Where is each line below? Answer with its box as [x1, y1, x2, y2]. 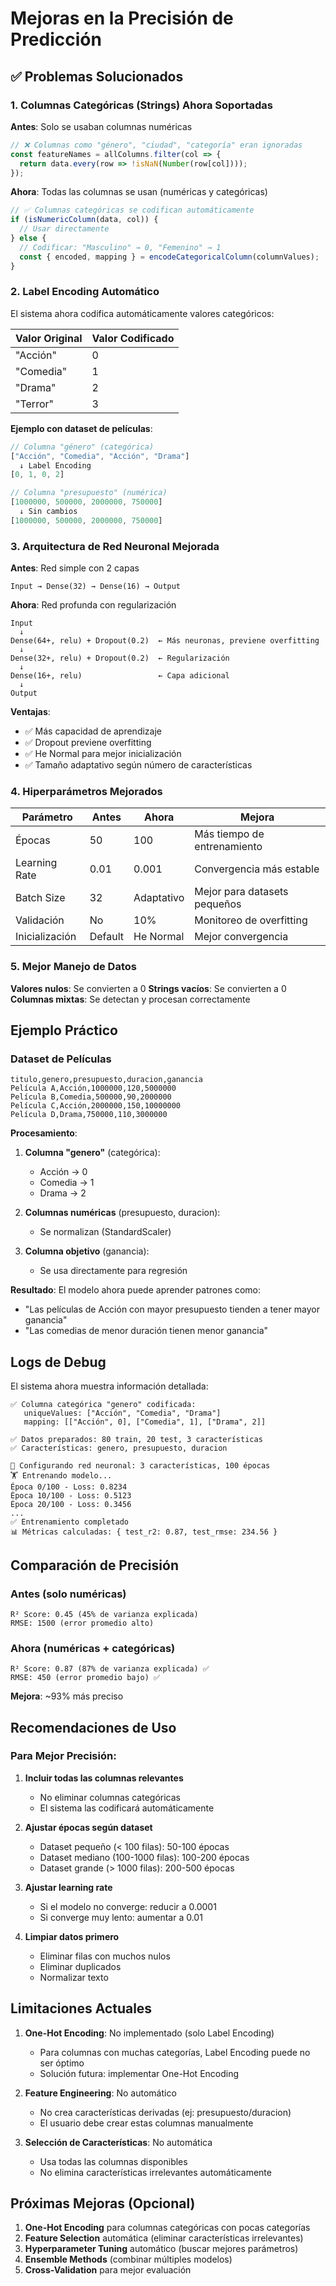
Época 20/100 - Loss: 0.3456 [10, 1500, 132, 1510]
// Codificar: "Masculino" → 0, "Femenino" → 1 [19, 242, 222, 252]
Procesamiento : [10, 1127, 78, 1139]
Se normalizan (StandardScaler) [39, 1226, 172, 1238]
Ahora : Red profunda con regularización [10, 599, 177, 611]
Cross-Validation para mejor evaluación [24, 2264, 192, 2276]
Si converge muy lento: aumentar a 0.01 [39, 1911, 203, 1923]
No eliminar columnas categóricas [39, 1791, 181, 1803]
